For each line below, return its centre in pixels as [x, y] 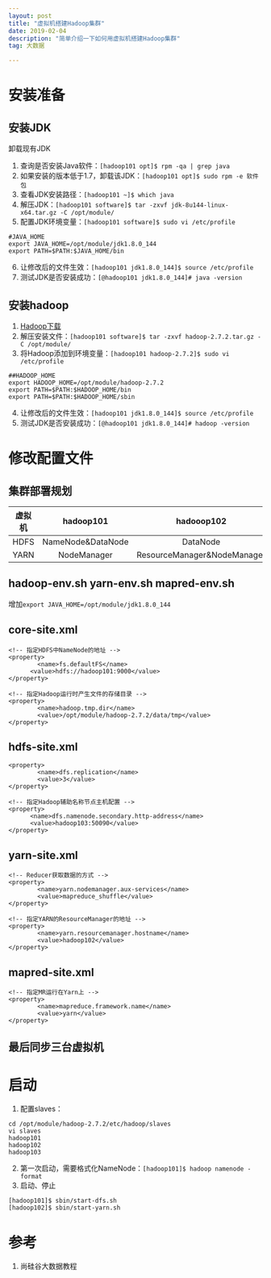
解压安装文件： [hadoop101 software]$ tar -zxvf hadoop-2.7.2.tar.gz [137, 336]
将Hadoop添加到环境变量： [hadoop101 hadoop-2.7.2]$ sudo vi [125, 353]
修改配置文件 [51, 459]
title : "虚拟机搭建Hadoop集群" [56, 23]
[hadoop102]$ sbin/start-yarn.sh [65, 1208]
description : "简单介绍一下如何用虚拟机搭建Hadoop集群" [94, 38]
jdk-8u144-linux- [200, 205]
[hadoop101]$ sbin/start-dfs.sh [63, 1201]
